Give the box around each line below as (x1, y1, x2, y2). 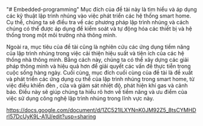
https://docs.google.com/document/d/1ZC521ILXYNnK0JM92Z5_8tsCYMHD (6, 107, 197, 113)
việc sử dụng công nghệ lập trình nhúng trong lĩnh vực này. (6, 94, 155, 102)
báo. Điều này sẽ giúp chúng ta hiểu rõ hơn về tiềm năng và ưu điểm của (6, 88, 188, 95)
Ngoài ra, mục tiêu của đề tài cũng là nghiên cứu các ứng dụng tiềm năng (6, 43, 190, 50)
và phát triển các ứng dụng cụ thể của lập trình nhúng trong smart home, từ (6, 76, 195, 82)
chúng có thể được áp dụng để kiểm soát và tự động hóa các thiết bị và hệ (6, 25, 193, 32)
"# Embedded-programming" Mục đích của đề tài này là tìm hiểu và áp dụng (6, 6, 197, 13)
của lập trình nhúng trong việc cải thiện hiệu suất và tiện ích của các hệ (6, 50, 185, 57)
